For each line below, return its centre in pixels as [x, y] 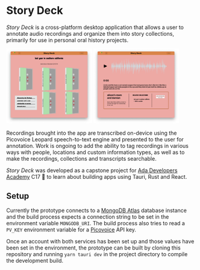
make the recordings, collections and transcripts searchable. [81, 159]
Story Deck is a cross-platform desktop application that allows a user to [95, 27]
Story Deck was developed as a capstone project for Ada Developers [92, 170]
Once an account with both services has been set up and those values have [100, 241]
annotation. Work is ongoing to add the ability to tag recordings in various [97, 146]
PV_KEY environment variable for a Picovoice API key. [71, 230]
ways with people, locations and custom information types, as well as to [95, 152]
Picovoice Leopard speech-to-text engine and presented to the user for [95, 140]
